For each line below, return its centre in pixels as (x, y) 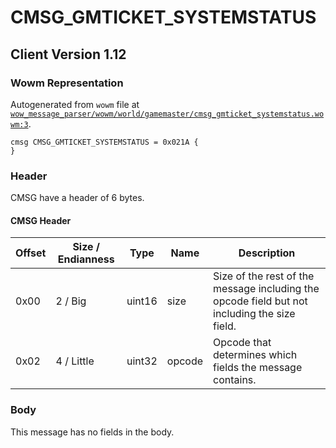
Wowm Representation (67, 83)
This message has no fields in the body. (92, 432)
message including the (266, 289)
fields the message (258, 368)
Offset (31, 253)
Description (267, 253)
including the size (254, 314)
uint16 (142, 301)
